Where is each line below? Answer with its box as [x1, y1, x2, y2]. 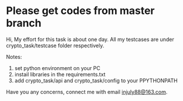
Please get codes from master [6, 4, 155, 18]
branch [6, 16, 42, 30]
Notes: [6, 53, 22, 60]
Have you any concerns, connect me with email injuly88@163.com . [6, 88, 168, 95]
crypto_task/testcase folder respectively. [6, 42, 104, 49]
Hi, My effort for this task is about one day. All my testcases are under [6, 36, 174, 43]
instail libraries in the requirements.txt [14, 71, 106, 78]
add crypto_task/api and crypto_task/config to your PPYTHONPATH [14, 77, 178, 84]
